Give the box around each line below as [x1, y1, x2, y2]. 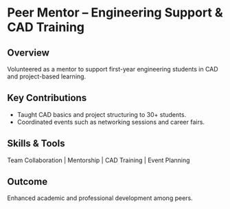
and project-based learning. [7, 72, 87, 80]
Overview [7, 47, 50, 58]
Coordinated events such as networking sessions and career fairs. [16, 118, 205, 126]
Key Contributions [7, 92, 87, 104]
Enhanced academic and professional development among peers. [7, 194, 194, 202]
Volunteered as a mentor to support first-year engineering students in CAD [7, 65, 218, 73]
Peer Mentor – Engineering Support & [7, 5, 223, 21]
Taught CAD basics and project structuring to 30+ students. [16, 110, 187, 118]
